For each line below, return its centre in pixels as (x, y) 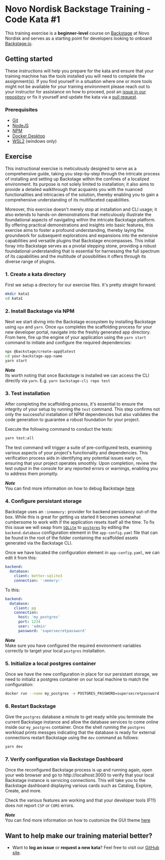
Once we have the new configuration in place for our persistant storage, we (82, 674)
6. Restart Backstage (31, 706)
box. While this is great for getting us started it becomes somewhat (73, 517)
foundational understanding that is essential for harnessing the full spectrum (82, 251)
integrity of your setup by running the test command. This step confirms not (82, 409)
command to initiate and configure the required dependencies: (68, 343)
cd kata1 (14, 299)
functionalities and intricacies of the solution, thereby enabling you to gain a (82, 194)
